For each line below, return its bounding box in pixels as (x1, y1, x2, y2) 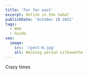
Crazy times (5, 64, 31, 70)
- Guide (10, 31, 26, 36)
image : (10, 41, 24, 46)
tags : (5, 21, 17, 27)
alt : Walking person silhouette (14, 50, 83, 55)
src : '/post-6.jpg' (14, 45, 56, 50)
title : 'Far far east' (5, 7, 53, 13)
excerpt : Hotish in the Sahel (5, 12, 70, 17)
